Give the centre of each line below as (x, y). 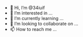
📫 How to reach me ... (33, 29)
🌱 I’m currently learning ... (37, 18)
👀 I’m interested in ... (31, 13)
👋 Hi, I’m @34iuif (27, 8)
